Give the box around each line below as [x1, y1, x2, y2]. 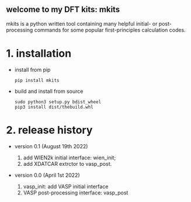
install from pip [14, 66, 51, 73]
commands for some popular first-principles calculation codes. [34, 26, 186, 33]
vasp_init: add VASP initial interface [23, 183, 109, 190]
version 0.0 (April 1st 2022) [14, 172, 80, 179]
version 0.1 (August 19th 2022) [14, 142, 88, 149]
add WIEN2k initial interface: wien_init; [23, 154, 116, 161]
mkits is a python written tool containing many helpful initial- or [6, 20, 158, 27]
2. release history [6, 123, 93, 137]
